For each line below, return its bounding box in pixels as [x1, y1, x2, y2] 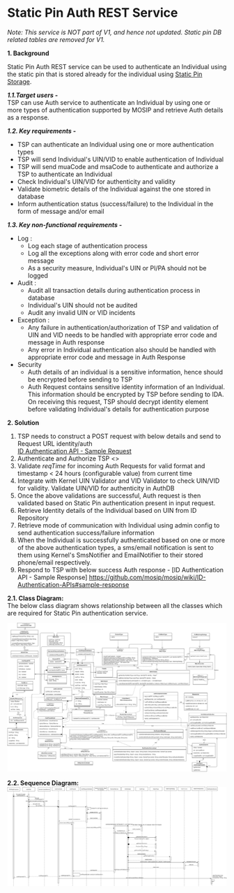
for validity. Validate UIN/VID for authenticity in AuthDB [17, 484, 175, 492]
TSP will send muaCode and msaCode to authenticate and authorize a [17, 162, 219, 170]
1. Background [7, 49, 50, 57]
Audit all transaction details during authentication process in [27, 286, 201, 294]
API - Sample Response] [17, 573, 88, 581]
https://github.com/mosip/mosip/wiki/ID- [88, 573, 207, 581]
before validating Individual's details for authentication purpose [27, 405, 210, 413]
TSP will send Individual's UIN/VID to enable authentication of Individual [17, 155, 224, 164]
